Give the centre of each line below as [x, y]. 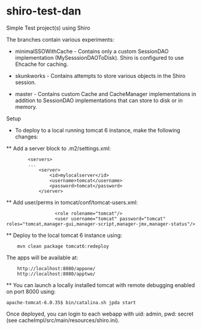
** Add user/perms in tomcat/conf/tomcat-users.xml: [72, 202]
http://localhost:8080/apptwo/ [56, 274]
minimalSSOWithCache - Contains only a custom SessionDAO [92, 51]
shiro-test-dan [44, 11]
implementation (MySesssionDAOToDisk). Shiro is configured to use [99, 57]
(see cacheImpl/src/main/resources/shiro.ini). [63, 320]
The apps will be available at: [42, 257]
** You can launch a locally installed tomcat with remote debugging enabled [101, 285]
